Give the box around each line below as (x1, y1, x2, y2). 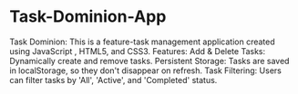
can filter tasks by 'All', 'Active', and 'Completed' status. (9, 74, 218, 85)
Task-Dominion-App (9, 6, 167, 27)
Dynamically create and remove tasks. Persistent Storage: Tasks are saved (9, 55, 290, 66)
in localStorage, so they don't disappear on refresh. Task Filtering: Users (9, 65, 283, 76)
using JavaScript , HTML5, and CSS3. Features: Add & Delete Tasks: (9, 45, 266, 56)
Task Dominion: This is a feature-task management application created (9, 36, 275, 47)
